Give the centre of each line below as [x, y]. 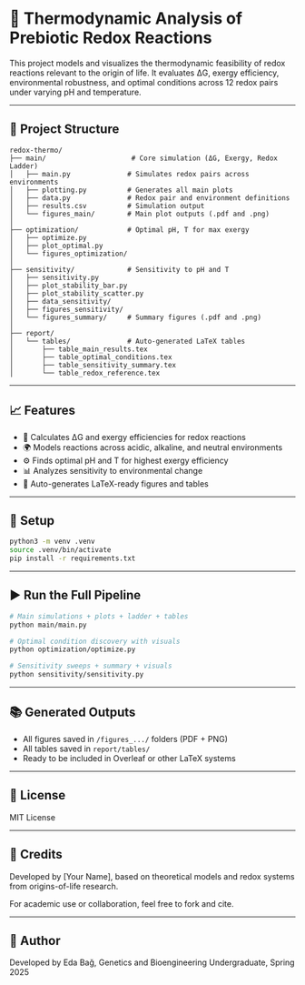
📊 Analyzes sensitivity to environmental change [113, 470]
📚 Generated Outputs [73, 713]
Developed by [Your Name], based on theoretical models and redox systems [152, 876]
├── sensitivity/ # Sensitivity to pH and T [119, 269]
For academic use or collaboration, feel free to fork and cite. [122, 903]
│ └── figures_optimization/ [69, 254]
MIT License [33, 817]
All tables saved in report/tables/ [86, 749]
